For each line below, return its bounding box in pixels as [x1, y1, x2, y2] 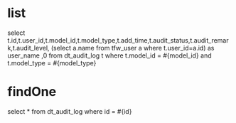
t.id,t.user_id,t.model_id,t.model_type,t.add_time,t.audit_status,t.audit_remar [7, 36, 229, 44]
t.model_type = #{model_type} [7, 58, 97, 67]
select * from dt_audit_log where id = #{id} [7, 107, 132, 115]
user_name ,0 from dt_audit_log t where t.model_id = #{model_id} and [7, 51, 212, 60]
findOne [7, 84, 57, 100]
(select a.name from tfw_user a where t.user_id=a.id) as [50, 43, 215, 52]
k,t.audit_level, [7, 43, 50, 52]
